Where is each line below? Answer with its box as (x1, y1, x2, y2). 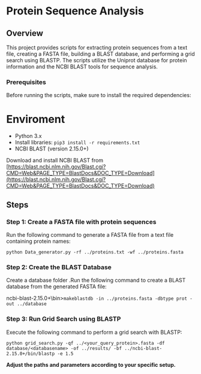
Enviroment (6, 113, 65, 126)
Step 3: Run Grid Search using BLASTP (6, 315, 121, 323)
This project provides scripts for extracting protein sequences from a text (6, 44, 188, 51)
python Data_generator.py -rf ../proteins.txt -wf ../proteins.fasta (6, 249, 184, 255)
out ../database (6, 301, 47, 307)
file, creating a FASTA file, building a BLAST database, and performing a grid (6, 50, 195, 58)
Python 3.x (14, 132, 42, 140)
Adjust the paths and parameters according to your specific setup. (6, 361, 176, 368)
